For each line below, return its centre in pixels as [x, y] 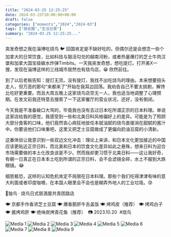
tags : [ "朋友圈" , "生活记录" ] [34, 29]
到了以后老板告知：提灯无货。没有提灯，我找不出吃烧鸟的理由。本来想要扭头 [85, 80]
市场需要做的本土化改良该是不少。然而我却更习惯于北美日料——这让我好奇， [85, 153]
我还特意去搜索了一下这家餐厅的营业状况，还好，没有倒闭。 [94, 99]
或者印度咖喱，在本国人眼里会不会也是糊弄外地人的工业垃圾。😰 [85, 183]
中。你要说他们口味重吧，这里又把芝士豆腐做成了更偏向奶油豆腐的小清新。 [83, 129]
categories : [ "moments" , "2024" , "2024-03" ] [51, 24]
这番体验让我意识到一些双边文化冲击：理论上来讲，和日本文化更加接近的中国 [85, 140]
